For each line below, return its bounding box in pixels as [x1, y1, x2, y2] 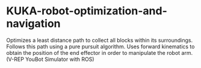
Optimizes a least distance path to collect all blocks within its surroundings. [6, 36, 193, 44]
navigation [6, 17, 61, 30]
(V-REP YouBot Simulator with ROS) [6, 55, 94, 63]
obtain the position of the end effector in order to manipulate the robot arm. [6, 49, 193, 56]
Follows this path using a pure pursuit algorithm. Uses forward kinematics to [6, 43, 195, 50]
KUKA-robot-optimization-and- [6, 4, 167, 18]
